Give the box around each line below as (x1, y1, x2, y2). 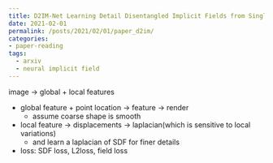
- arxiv (15, 58, 42, 66)
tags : (8, 49, 27, 58)
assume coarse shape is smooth (32, 111, 141, 121)
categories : (8, 34, 49, 43)
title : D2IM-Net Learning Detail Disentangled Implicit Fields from (8, 11, 245, 20)
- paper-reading (8, 42, 63, 50)
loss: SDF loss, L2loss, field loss (19, 145, 128, 155)
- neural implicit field (15, 65, 100, 73)
